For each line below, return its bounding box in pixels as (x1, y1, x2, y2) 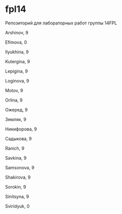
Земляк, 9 (5, 116, 26, 122)
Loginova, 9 (5, 78, 29, 84)
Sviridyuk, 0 (5, 203, 30, 209)
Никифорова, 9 (5, 126, 37, 132)
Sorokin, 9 (5, 184, 26, 190)
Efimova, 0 (5, 39, 27, 45)
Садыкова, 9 (5, 135, 32, 141)
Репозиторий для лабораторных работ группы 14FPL (5, 20, 118, 26)
